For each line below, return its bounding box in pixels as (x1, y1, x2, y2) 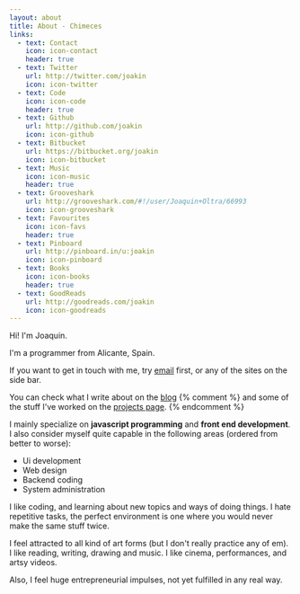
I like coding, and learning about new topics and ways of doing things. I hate (9, 501, 292, 512)
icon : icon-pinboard (25, 255, 102, 265)
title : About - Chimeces (9, 22, 102, 31)
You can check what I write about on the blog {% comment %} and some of (9, 392, 289, 403)
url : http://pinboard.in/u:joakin (25, 247, 154, 256)
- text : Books (17, 264, 70, 273)
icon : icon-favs (25, 222, 87, 231)
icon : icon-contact (25, 47, 99, 56)
